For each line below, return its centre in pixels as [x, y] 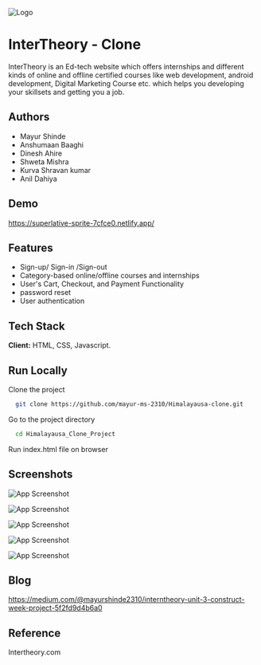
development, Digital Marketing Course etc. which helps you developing [126, 83]
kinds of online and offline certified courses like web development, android [131, 75]
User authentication [52, 301]
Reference [35, 633]
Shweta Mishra [44, 161]
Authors [29, 117]
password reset [45, 293]
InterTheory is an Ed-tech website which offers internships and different [126, 66]
